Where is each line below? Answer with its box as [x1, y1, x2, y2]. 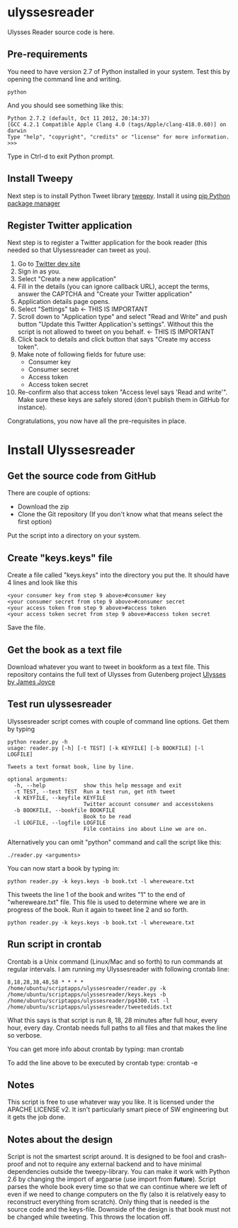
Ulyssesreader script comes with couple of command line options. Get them [7, 717, 229, 725]
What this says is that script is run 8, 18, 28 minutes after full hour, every [7, 1016, 218, 1024]
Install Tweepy [7, 173, 73, 185]
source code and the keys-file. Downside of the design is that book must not [7, 1205, 231, 1214]
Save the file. [7, 623, 46, 632]
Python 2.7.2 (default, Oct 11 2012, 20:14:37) [7, 114, 151, 121]
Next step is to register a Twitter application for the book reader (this [7, 239, 208, 247]
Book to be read [83, 813, 132, 820]
